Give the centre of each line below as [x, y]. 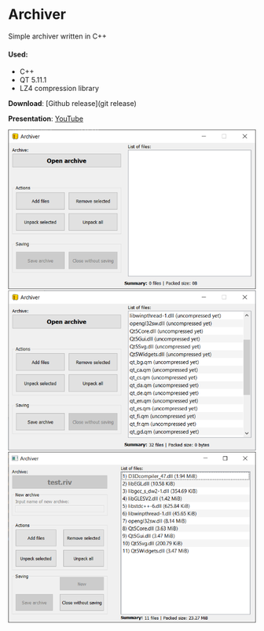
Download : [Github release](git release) [73, 104]
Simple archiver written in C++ [58, 36]
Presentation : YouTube [46, 119]
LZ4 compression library [59, 89]
